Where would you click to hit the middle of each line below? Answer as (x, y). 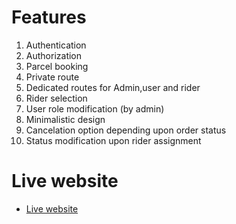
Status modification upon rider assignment (113, 140)
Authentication (56, 45)
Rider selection (56, 98)
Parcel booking (57, 66)
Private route (52, 77)
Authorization (54, 55)
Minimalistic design (65, 119)
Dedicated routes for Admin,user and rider (113, 87)
